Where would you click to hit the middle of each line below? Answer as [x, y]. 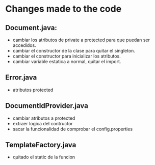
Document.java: [31, 28]
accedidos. [24, 45]
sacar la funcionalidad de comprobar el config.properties [73, 129]
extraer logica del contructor [43, 123]
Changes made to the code [63, 9]
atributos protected [33, 90]
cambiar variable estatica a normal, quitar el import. [67, 61]
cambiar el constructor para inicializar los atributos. [67, 56]
